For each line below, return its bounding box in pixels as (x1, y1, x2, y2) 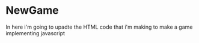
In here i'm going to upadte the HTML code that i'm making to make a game (5, 23, 193, 30)
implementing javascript (5, 29, 66, 36)
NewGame (5, 4, 59, 17)
